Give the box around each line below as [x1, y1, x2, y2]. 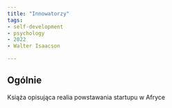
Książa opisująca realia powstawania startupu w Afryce [7, 93, 165, 101]
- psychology [7, 29, 45, 37]
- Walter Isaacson [7, 43, 60, 49]
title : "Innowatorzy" [7, 10, 70, 17]
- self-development [7, 23, 64, 30]
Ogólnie [7, 75, 42, 86]
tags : [7, 17, 23, 24]
